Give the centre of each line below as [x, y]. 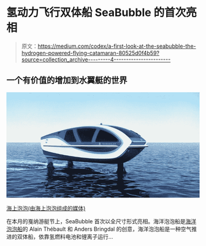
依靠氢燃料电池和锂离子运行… [76, 237]
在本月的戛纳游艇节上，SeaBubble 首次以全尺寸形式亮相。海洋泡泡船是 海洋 [101, 221]
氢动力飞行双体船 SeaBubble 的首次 [96, 13]
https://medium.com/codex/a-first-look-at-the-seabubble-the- [117, 46]
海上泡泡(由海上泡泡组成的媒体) [46, 209]
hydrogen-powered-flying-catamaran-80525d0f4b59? [90, 53]
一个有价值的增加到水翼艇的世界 [67, 80]
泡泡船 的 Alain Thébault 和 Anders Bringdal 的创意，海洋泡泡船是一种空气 [99, 229]
